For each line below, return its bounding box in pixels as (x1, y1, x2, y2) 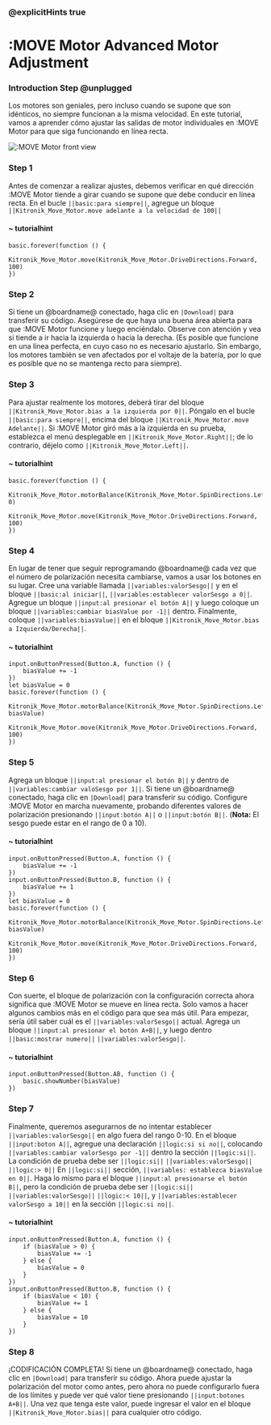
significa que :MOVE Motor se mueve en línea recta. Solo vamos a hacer (8, 999, 248, 1009)
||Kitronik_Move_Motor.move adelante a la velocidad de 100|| (8, 206, 222, 214)
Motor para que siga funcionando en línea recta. (8, 126, 169, 136)
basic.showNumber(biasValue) (23, 1077, 121, 1086)
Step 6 (8, 972, 35, 983)
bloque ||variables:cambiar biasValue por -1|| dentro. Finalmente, (8, 606, 237, 616)
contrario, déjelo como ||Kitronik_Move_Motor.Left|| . (8, 440, 190, 450)
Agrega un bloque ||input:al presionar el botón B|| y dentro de (8, 775, 230, 785)
